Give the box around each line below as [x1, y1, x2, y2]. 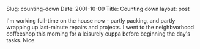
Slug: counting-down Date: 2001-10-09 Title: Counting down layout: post [6, 6, 190, 12]
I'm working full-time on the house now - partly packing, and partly [6, 17, 176, 24]
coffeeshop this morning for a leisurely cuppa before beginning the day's [6, 30, 191, 37]
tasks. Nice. [6, 37, 37, 43]
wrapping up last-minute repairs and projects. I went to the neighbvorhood [6, 24, 194, 31]
